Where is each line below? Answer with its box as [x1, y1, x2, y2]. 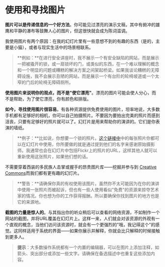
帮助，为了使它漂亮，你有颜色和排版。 [13, 96, 91, 102]
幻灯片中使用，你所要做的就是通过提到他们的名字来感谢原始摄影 [26, 141, 155, 147]
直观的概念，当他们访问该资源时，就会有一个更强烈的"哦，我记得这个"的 [9, 221, 156, 227]
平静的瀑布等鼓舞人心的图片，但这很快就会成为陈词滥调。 [13, 27, 130, 33]
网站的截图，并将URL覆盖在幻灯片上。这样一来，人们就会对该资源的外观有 [5, 215, 156, 221]
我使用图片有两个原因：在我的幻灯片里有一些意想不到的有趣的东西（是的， [5, 38, 156, 44]
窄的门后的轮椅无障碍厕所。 [17, 79, 74, 85]
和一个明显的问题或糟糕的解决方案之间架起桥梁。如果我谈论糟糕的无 [17, 67, 155, 73]
